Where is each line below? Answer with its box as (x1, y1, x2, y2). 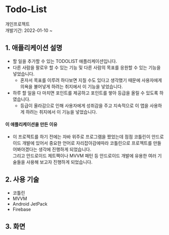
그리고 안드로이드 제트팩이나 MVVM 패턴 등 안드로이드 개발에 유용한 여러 (12, 152, 157, 158)
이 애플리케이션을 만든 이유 (5, 121, 58, 127)
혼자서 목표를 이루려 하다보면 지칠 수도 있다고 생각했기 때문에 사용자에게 (20, 77, 162, 83)
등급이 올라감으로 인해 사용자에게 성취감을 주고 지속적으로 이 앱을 (20, 103, 149, 109)
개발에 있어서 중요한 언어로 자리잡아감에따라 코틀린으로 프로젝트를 (22, 140, 152, 146)
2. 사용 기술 (5, 175, 39, 184)
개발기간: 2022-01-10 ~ (5, 27, 53, 33)
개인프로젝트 (5, 21, 30, 27)
